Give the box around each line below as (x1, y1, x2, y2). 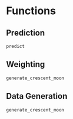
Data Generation (6, 91, 68, 101)
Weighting (6, 59, 45, 69)
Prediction (6, 28, 45, 38)
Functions (6, 4, 56, 18)
